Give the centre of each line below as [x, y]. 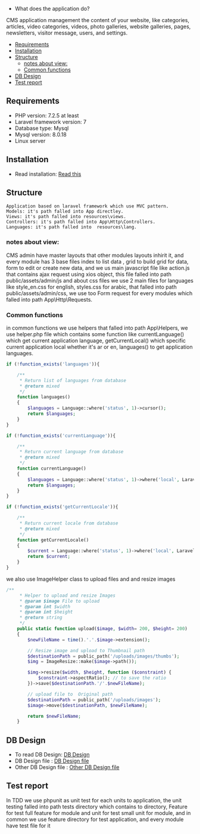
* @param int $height [46, 612]
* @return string [41, 618]
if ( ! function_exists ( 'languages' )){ [53, 364]
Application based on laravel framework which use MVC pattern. [87, 206]
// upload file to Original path [70, 694]
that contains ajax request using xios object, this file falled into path [89, 274]
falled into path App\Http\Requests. [49, 299]
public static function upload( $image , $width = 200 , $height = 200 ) [102, 629]
